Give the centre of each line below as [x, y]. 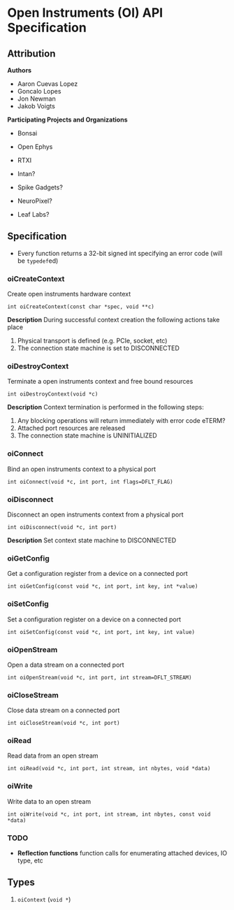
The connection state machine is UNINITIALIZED [87, 435]
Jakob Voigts [36, 106]
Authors [20, 70]
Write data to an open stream [49, 801]
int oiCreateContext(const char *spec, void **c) [81, 307]
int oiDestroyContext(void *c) [53, 394]
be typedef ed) [38, 261]
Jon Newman [36, 99]
